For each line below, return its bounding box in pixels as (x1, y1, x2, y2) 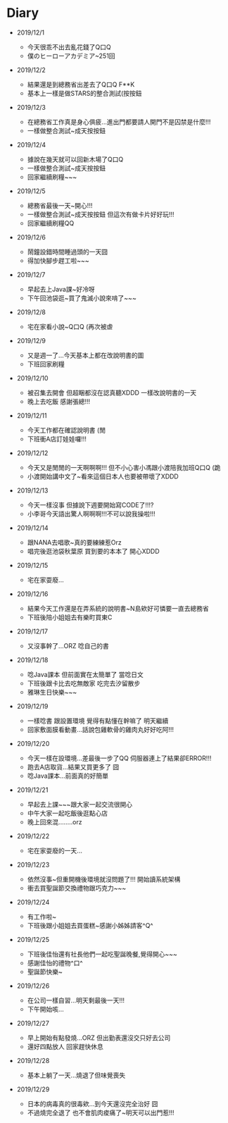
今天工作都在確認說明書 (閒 (27, 426, 106, 434)
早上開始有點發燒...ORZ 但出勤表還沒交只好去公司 (27, 1034, 171, 1042)
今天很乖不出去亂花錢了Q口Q (27, 42, 112, 51)
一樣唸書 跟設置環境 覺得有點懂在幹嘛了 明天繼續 (27, 716, 169, 725)
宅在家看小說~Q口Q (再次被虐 (27, 322, 113, 330)
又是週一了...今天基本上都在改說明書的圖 (27, 351, 144, 359)
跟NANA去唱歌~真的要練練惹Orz (27, 538, 122, 547)
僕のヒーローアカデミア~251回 (27, 51, 115, 60)
